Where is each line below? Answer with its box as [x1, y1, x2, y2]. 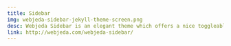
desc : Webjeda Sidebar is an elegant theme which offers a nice [7, 22, 195, 29]
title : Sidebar [7, 9, 51, 17]
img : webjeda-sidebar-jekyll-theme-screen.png [7, 16, 143, 23]
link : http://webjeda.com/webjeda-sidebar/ [7, 28, 134, 36]
